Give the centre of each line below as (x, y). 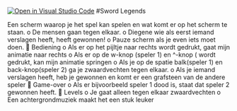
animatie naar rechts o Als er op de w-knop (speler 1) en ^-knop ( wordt (111, 54)
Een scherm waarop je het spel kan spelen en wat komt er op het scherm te (117, 24)
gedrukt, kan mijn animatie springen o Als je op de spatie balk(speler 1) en (115, 62)
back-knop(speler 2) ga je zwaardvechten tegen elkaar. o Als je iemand (111, 70)
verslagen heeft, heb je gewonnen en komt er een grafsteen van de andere (116, 77)
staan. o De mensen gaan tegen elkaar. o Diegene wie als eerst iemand (111, 32)
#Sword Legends (121, 11)
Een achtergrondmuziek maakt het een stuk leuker (81, 100)
